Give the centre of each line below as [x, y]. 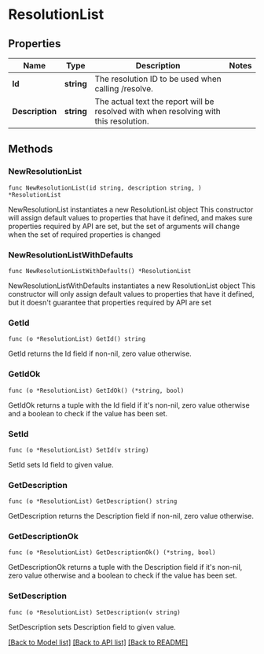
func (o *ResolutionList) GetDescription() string [93, 501]
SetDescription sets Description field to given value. [92, 626]
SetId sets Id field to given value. [61, 464]
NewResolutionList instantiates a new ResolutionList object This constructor [131, 209]
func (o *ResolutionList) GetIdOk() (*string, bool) [96, 390]
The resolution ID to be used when [158, 79]
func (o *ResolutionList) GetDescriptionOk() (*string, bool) [112, 552]
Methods [31, 149]
